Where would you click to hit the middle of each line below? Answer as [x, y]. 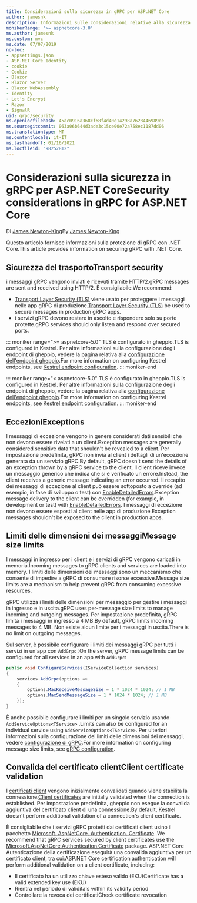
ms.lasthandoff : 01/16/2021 [41, 143]
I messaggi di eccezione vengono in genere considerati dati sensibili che [94, 436]
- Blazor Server [26, 83]
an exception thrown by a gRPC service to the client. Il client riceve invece [96, 467]
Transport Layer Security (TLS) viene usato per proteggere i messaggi [100, 299]
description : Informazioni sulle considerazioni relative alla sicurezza [98, 22]
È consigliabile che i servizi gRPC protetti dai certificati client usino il [89, 827]
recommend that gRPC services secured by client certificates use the [90, 839]
